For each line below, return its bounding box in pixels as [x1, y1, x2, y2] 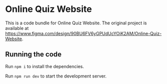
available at [5, 25, 29, 31]
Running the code [5, 50, 62, 59]
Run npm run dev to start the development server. [5, 73, 107, 79]
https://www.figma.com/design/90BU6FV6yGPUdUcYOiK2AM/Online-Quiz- [5, 30, 162, 36]
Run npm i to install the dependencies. [5, 63, 84, 69]
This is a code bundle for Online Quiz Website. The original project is [5, 20, 147, 26]
